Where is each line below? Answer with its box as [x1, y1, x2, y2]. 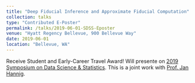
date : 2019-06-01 [6, 36, 49, 42]
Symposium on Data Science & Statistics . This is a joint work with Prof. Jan [6, 64, 189, 71]
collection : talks [6, 14, 52, 20]
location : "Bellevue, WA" [6, 42, 70, 48]
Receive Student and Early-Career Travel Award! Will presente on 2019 [6, 57, 179, 65]
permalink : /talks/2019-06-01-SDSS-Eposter [6, 25, 116, 31]
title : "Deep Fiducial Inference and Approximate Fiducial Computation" [6, 8, 190, 15]
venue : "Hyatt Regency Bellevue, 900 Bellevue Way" [6, 31, 136, 36]
